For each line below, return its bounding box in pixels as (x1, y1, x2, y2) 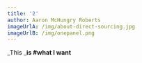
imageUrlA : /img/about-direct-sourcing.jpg (7, 23, 136, 30)
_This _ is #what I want (7, 48, 72, 57)
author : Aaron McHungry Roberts (7, 17, 101, 24)
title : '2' (7, 10, 39, 17)
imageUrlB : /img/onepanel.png (7, 29, 95, 37)
